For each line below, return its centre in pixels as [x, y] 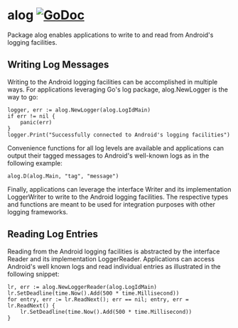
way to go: [23, 97]
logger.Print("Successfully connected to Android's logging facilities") [119, 135]
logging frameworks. [38, 212]
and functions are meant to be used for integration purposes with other [111, 204]
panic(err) [36, 122]
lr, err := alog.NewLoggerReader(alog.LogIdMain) [82, 287]
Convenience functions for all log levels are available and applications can [116, 148]
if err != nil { [31, 116]
